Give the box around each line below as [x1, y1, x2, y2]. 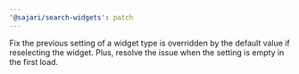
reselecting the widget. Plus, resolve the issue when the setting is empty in [9, 46, 285, 58]
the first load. [9, 56, 59, 67]
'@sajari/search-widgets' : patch [9, 12, 134, 22]
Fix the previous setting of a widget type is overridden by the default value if [9, 37, 290, 48]
